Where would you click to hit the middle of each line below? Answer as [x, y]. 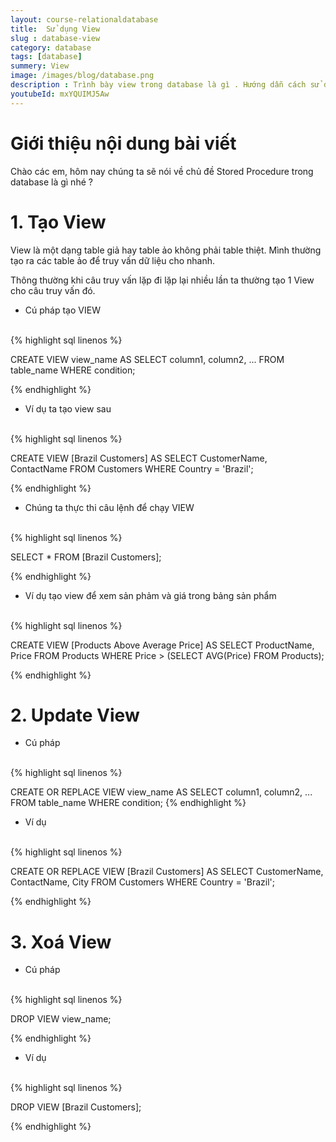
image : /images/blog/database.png [82, 76]
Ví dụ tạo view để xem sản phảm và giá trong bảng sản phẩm [150, 595]
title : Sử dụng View [55, 29]
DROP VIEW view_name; [61, 1019]
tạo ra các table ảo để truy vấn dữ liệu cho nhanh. [113, 260]
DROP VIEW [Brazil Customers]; [76, 1107]
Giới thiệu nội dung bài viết [123, 143]
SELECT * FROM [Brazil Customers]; [86, 557]
